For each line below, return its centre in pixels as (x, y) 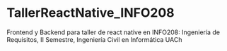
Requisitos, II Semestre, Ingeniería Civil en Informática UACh (94, 39)
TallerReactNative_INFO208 (91, 13)
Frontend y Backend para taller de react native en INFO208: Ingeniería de (113, 32)
